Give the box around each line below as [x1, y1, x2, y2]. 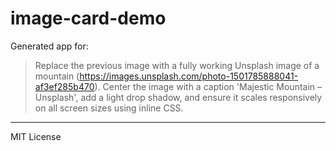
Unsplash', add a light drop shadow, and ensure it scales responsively [34, 91, 323, 103]
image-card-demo [10, 7, 167, 30]
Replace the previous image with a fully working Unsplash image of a [34, 59, 320, 71]
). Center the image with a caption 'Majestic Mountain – [94, 80, 323, 92]
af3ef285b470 [34, 80, 95, 92]
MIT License [10, 130, 62, 142]
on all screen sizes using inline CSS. [34, 102, 184, 114]
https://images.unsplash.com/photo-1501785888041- [79, 70, 299, 82]
